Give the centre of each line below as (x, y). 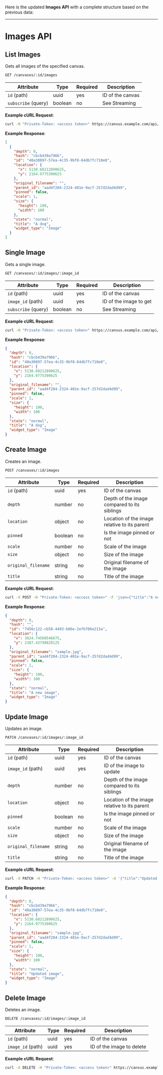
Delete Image (25, 998)
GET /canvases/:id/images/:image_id (42, 273)
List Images (23, 54)
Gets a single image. (25, 264)
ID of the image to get (127, 301)
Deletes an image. (23, 1010)
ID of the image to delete (118, 1046)
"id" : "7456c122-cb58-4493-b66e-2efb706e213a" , (58, 629)
